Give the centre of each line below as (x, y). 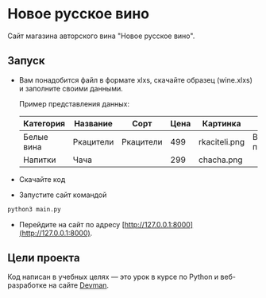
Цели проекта (44, 258)
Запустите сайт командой (63, 195)
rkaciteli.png (222, 141)
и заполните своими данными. (71, 88)
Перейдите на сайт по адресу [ (71, 224)
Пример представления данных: (74, 103)
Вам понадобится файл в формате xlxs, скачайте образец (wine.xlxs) (136, 79)
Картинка (222, 123)
